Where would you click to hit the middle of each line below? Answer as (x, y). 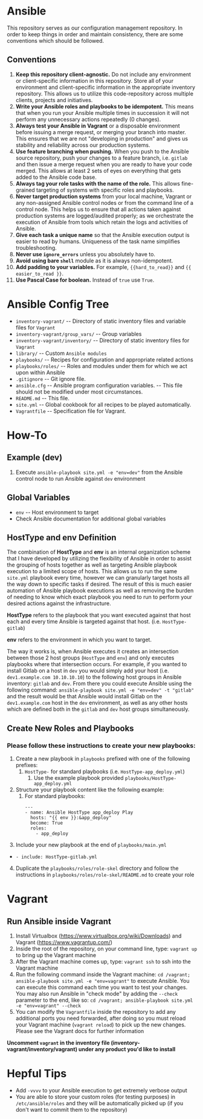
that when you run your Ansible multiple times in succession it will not (102, 112)
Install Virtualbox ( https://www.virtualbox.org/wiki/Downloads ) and (98, 936)
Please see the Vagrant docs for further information (80, 1031)
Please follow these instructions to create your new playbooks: (101, 745)
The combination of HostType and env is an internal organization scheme (99, 552)
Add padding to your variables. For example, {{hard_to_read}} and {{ (103, 267)
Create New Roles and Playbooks (71, 728)
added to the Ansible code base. (56, 177)
